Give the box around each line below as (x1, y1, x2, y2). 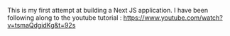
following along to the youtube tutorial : (7, 13, 122, 22)
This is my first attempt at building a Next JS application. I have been (7, 6, 208, 14)
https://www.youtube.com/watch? (123, 13, 224, 22)
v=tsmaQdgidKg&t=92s (7, 21, 76, 29)
